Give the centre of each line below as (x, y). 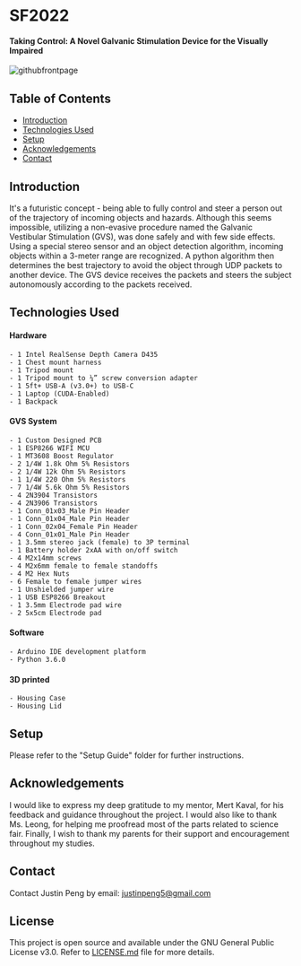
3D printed (30, 679)
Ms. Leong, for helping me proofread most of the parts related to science (144, 824)
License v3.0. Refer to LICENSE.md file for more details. (112, 953)
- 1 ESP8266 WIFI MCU (50, 448)
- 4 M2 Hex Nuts (39, 574)
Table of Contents (60, 98)
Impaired (26, 50)
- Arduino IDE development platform (77, 652)
